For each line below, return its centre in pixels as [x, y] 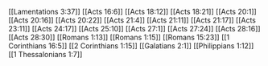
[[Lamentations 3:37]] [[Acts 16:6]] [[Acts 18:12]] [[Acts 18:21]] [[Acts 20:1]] [133, 12]
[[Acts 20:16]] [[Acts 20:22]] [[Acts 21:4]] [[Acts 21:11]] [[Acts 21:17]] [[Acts [132, 20]
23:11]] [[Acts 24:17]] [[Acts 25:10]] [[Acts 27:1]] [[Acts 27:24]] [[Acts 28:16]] [134, 29]
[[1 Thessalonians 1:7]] [45, 54]
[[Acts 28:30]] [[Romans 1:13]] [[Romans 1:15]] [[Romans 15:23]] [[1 [119, 37]
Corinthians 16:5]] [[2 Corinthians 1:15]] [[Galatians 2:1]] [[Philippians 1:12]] [131, 46]
